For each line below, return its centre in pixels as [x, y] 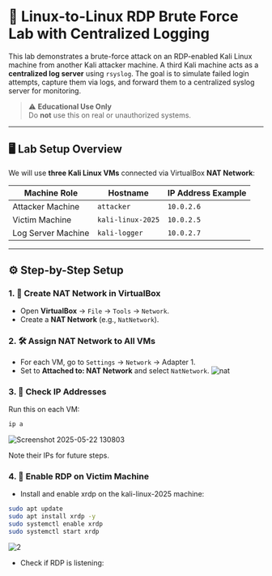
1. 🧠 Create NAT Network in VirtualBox [85, 294]
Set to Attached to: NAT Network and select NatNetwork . [115, 370]
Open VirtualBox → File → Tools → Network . [95, 311]
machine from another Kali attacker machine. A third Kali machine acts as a [134, 65]
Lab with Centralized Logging [109, 34]
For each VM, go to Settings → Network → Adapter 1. [108, 362]
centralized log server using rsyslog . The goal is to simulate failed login [129, 73]
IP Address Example [207, 192]
